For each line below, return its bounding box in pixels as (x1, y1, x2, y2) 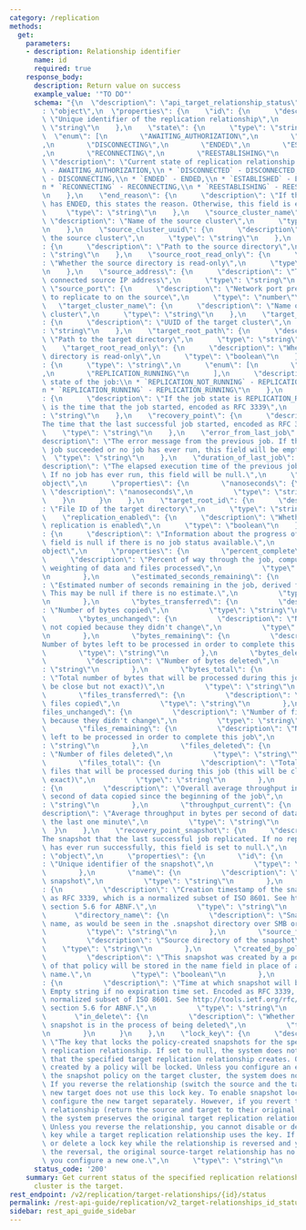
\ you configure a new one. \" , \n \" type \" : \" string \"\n (42, 1156, 283, 1165)
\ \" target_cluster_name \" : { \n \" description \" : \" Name (42, 301, 291, 310)
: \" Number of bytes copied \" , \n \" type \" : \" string (42, 606, 283, 615)
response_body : (25, 73, 84, 82)
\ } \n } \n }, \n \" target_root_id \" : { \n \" (42, 495, 287, 505)
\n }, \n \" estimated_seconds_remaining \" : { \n (42, 572, 280, 581)
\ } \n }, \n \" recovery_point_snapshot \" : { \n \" (42, 826, 280, 835)
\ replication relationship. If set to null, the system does (42, 1046, 283, 1055)
